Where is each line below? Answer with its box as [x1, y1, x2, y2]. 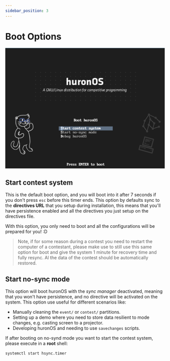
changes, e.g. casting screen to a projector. [12, 320, 104, 326]
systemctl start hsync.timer [5, 351, 67, 356]
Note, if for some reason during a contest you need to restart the [17, 238, 153, 245]
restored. [17, 260, 37, 266]
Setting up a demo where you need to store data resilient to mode [12, 314, 150, 320]
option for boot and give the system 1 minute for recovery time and [17, 249, 157, 255]
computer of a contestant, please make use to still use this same [17, 244, 152, 250]
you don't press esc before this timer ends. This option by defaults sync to [5, 197, 160, 203]
